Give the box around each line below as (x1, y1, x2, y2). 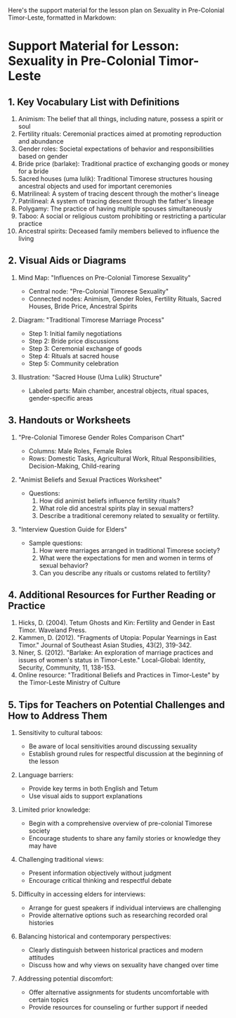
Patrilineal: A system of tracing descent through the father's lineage (18, 197, 215, 205)
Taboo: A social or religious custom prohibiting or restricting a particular (18, 212, 227, 220)
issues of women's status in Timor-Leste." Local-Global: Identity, (18, 656, 206, 665)
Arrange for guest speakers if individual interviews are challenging (28, 904, 221, 912)
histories (28, 919, 54, 927)
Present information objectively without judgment (28, 869, 171, 877)
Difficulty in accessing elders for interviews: (18, 890, 146, 898)
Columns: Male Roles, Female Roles (28, 446, 132, 455)
